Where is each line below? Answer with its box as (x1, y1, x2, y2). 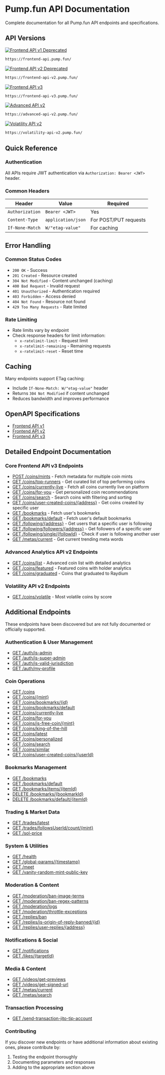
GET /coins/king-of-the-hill (12, 725, 67, 732)
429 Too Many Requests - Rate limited (12, 304, 87, 310)
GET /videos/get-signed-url (12, 981, 68, 988)
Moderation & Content (5, 881, 59, 888)
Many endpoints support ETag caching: (5, 375, 85, 381)
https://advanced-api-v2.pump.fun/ (5, 112, 78, 117)
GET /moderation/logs (12, 903, 58, 909)
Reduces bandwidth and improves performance (12, 395, 109, 401)
